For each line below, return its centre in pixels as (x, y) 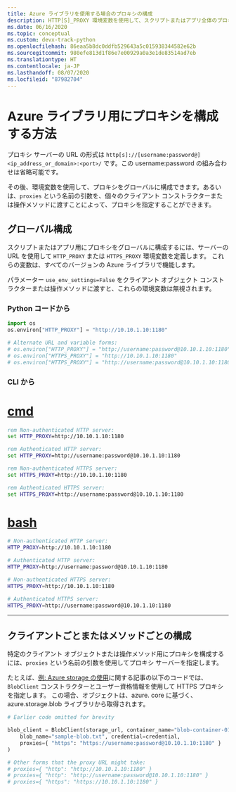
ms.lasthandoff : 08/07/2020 (48, 72)
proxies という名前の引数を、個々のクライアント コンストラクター (115, 196)
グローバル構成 (40, 229)
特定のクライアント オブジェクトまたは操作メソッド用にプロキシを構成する (116, 654)
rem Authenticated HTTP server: (54, 449)
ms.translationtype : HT (42, 60)
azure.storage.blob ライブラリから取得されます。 (78, 704)
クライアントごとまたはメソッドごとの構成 (99, 635)
